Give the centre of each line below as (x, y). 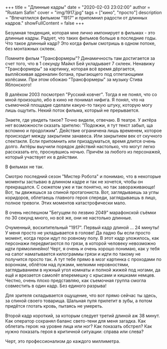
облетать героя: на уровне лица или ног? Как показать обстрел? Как (79, 326)
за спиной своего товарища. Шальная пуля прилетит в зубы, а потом (79, 301)
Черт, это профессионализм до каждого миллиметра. (63, 341)
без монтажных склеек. (31, 49)
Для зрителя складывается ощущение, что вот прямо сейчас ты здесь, (81, 295)
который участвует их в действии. (42, 157)
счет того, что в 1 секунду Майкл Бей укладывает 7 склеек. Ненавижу (80, 64)
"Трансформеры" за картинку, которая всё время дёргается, (71, 69)
